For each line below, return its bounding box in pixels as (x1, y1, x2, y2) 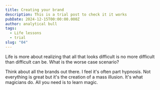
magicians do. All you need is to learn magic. (5, 79, 98, 85)
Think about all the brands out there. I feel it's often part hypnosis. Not (5, 68, 151, 74)
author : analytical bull (5, 21, 57, 26)
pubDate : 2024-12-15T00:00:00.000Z (5, 16, 80, 21)
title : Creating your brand (5, 7, 64, 12)
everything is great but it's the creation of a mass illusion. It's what (5, 73, 143, 80)
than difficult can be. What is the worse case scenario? (5, 58, 119, 65)
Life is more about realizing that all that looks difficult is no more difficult (5, 53, 155, 59)
